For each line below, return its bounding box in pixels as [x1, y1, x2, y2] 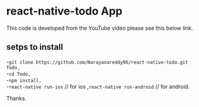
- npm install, [6, 76, 42, 83]
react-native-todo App [6, 4, 123, 18]
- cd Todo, [6, 70, 31, 77]
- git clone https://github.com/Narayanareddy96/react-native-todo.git [6, 58, 188, 65]
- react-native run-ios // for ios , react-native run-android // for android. [6, 83, 190, 90]
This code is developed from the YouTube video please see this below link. [6, 24, 193, 32]
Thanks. [6, 94, 27, 102]
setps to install [6, 42, 64, 52]
